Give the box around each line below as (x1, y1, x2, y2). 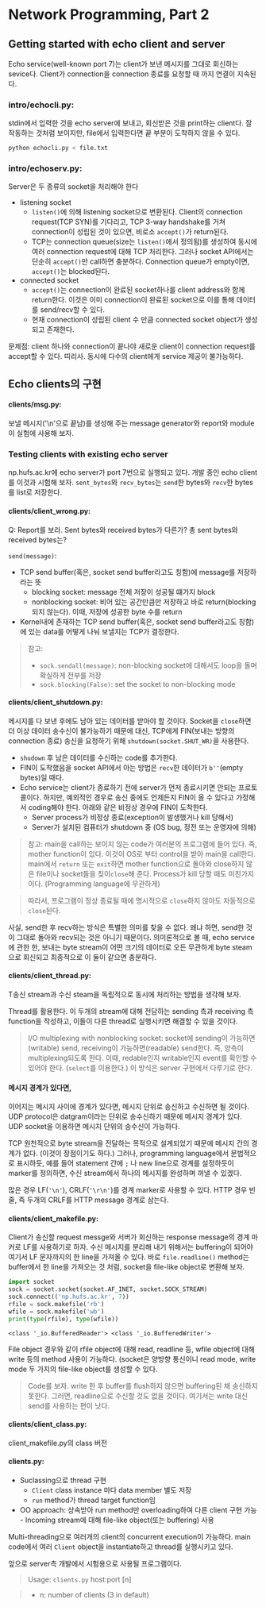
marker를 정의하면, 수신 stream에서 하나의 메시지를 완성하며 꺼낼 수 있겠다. (8, 1169, 242, 1178)
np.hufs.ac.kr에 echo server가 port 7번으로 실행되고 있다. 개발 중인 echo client (8, 468, 258, 477)
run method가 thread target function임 (31, 1495, 156, 1505)
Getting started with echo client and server (8, 37, 226, 51)
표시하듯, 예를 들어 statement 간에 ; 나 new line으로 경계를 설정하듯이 (16, 1158, 234, 1168)
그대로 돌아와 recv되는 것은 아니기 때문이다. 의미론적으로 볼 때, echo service (16, 932, 256, 942)
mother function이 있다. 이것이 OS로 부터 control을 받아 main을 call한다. (27, 849, 256, 858)
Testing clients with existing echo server (8, 449, 168, 460)
